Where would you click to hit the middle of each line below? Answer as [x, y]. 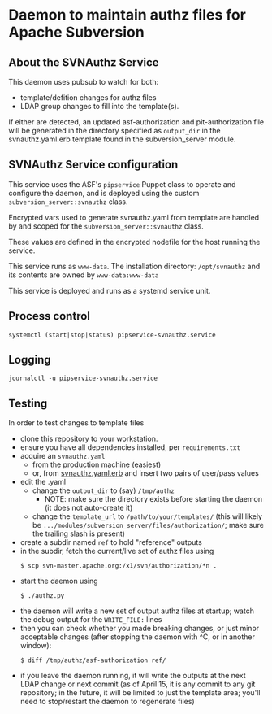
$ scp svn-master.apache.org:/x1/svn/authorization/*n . [119, 566]
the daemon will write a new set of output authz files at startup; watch [137, 611]
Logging [30, 360]
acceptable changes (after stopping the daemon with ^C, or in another [138, 637]
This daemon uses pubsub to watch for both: [84, 82]
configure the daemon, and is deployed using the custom [104, 193]
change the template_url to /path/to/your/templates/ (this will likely [147, 516]
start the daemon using [59, 581]
